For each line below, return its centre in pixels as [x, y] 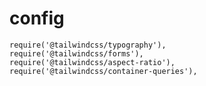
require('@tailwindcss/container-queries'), [103, 71]
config [37, 18]
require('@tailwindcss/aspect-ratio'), [92, 62]
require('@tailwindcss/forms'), [76, 53]
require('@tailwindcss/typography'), [88, 45]
